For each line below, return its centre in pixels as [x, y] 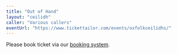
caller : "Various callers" [39, 22]
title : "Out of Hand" [33, 11]
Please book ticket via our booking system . [58, 45]
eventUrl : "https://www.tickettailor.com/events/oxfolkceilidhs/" [89, 28]
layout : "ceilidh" [28, 17]
